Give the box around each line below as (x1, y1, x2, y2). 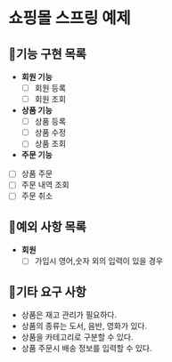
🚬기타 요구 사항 (8, 284, 86, 299)
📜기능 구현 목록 (8, 46, 86, 61)
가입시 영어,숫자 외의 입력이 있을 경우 (34, 255, 164, 267)
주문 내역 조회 (20, 180, 70, 190)
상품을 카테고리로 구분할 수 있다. (20, 332, 134, 342)
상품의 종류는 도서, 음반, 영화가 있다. (20, 321, 148, 332)
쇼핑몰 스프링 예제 (8, 8, 131, 28)
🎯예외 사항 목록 (8, 219, 86, 234)
